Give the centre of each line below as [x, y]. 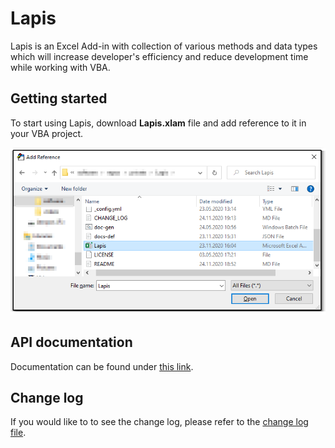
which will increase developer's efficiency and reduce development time [159, 56]
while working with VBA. [60, 67]
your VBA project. [47, 133]
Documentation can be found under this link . [102, 366]
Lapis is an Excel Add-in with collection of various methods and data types [164, 46]
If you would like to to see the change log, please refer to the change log [159, 422]
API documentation [71, 342]
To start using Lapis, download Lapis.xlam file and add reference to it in [158, 123]
